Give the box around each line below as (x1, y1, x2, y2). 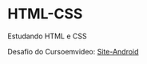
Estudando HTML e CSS (7, 31, 87, 41)
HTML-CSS (7, 5, 83, 23)
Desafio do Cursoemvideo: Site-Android (7, 46, 139, 56)
